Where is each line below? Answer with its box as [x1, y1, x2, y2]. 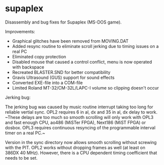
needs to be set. [5, 155, 38, 161]
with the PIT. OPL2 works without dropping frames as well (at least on [5, 144, 145, 150]
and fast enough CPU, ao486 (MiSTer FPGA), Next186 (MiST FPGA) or [5, 119, 146, 125]
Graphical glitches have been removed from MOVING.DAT [12, 38, 129, 44]
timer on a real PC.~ [5, 130, 45, 136]
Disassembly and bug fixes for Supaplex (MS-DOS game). [5, 19, 122, 25]
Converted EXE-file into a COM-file [12, 79, 83, 86]
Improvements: [5, 28, 36, 34]
